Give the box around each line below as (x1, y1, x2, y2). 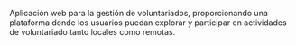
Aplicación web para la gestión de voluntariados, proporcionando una (9, 8, 269, 18)
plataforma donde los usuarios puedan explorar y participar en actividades (9, 17, 287, 28)
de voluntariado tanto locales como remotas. (9, 27, 176, 37)
